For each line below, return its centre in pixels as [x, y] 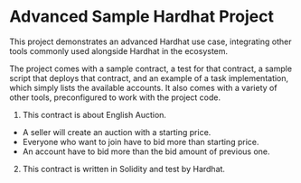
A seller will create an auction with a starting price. [117, 132]
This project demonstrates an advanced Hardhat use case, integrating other [150, 41]
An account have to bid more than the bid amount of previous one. [146, 151]
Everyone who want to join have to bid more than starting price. [141, 142]
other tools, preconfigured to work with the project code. [115, 97]
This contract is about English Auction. [94, 114]
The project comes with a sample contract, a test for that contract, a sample [150, 69]
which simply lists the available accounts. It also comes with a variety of [143, 87]
